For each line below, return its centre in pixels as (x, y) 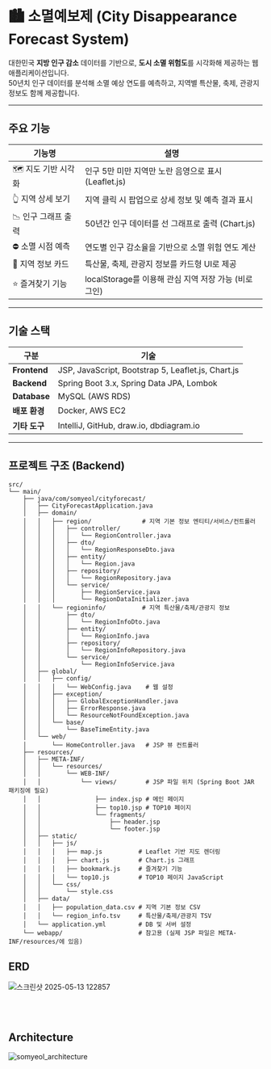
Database (31, 396)
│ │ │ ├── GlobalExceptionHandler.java (101, 701)
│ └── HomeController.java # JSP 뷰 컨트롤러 (111, 745)
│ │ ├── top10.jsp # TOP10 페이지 (107, 808)
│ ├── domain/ (50, 513)
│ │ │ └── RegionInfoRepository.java (104, 650)
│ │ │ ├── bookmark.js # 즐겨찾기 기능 (103, 869)
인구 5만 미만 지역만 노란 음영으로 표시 (153, 171)
